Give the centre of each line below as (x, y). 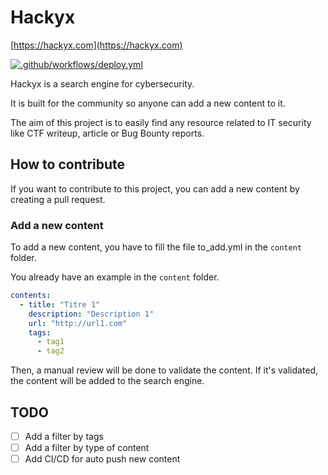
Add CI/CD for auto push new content (102, 459)
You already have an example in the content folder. (115, 277)
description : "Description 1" (91, 314)
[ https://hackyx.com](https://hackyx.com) (96, 45)
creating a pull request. (58, 199)
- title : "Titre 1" (60, 304)
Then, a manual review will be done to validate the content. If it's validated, (164, 370)
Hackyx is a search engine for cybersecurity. (102, 83)
